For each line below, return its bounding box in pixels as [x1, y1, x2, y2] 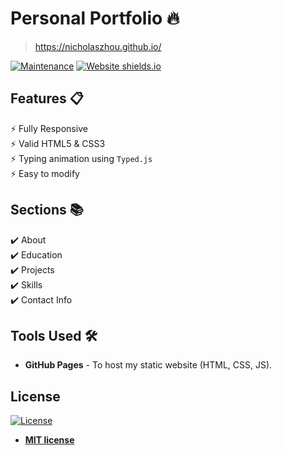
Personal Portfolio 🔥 [10, 7, 180, 30]
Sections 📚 [10, 202, 84, 219]
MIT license [24, 434, 75, 446]
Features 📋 [10, 90, 84, 107]
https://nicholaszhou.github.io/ [34, 40, 162, 52]
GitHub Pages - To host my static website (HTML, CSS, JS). [24, 359, 273, 371]
